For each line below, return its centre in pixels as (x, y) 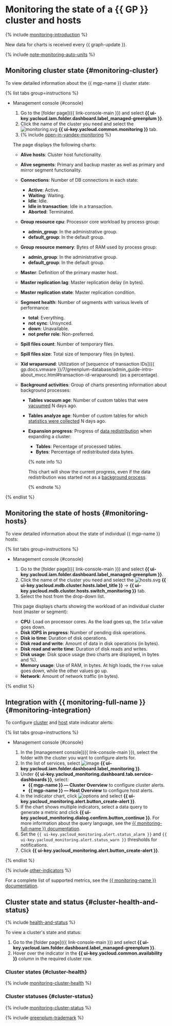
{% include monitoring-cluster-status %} (48, 1008)
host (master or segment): (40, 612)
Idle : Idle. (38, 201)
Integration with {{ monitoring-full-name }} (75, 702)
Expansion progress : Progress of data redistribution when (90, 431)
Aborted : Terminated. (51, 212)
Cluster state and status (45, 902)
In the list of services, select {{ (63, 763)
